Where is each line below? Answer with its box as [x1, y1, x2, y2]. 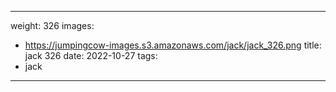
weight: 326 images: [10, 20, 95, 31]
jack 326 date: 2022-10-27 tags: [24, 50, 158, 61]
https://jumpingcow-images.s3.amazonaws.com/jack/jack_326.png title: [24, 39, 322, 51]
